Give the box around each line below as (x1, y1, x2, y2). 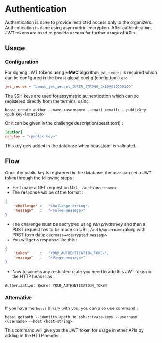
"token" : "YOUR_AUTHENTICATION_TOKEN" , (14, 251, 109, 256)
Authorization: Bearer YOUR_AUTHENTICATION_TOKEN (5, 283, 107, 288)
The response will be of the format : (12, 189, 84, 195)
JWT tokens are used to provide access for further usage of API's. (5, 30, 137, 35)
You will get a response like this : (12, 237, 77, 242)
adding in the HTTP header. (5, 333, 60, 339)
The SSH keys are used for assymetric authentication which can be (5, 93, 139, 99)
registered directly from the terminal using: (5, 98, 90, 104)
